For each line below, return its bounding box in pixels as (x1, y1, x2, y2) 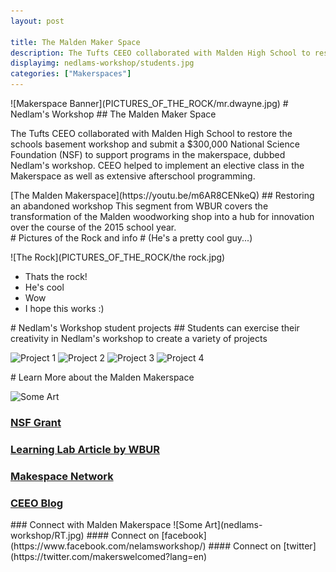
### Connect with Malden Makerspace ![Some (10, 519, 203, 531)
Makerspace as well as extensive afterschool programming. (10, 170, 256, 182)
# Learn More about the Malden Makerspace (10, 371, 195, 383)
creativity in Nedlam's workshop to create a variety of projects (10, 333, 268, 344)
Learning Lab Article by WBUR (10, 442, 160, 456)
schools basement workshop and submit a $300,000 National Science (10, 138, 300, 150)
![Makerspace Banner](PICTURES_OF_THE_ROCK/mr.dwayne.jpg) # (10, 98, 289, 109)
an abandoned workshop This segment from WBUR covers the (10, 200, 269, 212)
